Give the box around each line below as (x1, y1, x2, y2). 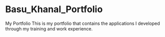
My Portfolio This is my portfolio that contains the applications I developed (5, 20, 160, 26)
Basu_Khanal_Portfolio (5, 4, 103, 15)
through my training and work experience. (5, 25, 93, 31)
